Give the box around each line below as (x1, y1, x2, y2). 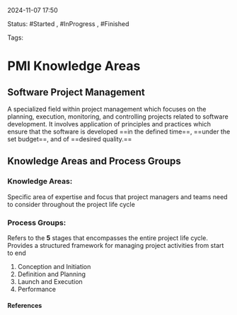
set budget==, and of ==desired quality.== (7, 135, 132, 143)
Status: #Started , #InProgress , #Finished (7, 20, 129, 28)
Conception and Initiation (17, 262, 91, 271)
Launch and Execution (17, 277, 83, 285)
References (7, 301, 42, 309)
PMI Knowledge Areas (7, 58, 141, 74)
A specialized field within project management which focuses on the (7, 105, 207, 113)
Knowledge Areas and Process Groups (7, 155, 182, 167)
